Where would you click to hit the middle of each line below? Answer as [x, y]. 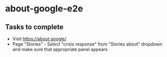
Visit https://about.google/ [39, 39]
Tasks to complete [34, 27]
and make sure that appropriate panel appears [60, 49]
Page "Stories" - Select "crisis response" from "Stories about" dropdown [87, 44]
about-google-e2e [44, 9]
